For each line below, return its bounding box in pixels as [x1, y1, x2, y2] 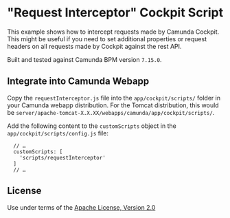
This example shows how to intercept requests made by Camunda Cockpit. [7, 28, 220, 36]
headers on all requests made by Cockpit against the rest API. [7, 42, 182, 50]
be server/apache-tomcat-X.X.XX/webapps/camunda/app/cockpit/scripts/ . [7, 108, 215, 116]
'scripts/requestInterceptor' [19, 154, 106, 161]
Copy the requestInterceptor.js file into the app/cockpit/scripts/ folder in [7, 94, 221, 102]
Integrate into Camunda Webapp [7, 76, 150, 87]
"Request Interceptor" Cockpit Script [7, 5, 224, 21]
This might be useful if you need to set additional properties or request [7, 34, 207, 43]
